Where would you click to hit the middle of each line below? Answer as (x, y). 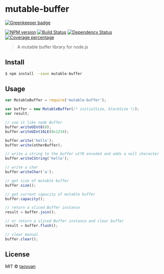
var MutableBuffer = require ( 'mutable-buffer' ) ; (56, 100)
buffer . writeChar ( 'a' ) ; (29, 172)
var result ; (17, 114)
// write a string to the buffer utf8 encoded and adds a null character (82, 154)
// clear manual (22, 234)
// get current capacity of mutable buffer (50, 194)
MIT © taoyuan (20, 266)
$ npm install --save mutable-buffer (44, 74)
